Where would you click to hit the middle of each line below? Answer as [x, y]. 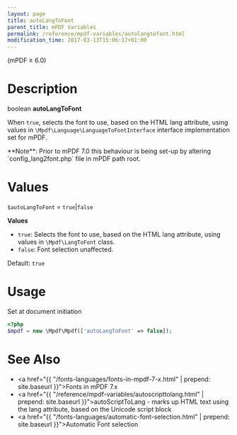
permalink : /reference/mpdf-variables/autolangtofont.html [96, 34]
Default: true [26, 263]
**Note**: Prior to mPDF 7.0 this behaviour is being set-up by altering [109, 151]
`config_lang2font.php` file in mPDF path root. [74, 159]
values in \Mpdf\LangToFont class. [66, 242]
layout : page [27, 14]
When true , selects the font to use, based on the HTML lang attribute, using [118, 123]
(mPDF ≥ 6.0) [27, 60]
